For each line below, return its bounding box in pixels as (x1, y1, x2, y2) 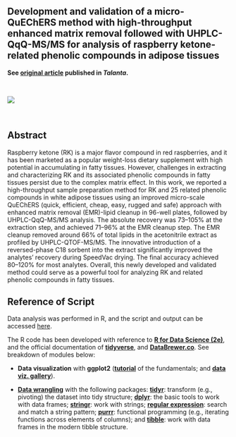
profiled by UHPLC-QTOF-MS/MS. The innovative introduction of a (7, 238, 201, 246)
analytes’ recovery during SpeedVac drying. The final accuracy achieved (7, 253, 219, 261)
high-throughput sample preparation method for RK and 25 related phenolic (7, 185, 227, 194)
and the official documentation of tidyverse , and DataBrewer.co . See (7, 343, 209, 352)
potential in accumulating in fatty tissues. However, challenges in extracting (7, 163, 227, 171)
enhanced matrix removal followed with (7, 27, 185, 39)
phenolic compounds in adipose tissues (41, 49, 220, 62)
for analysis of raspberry (66, 39, 178, 51)
